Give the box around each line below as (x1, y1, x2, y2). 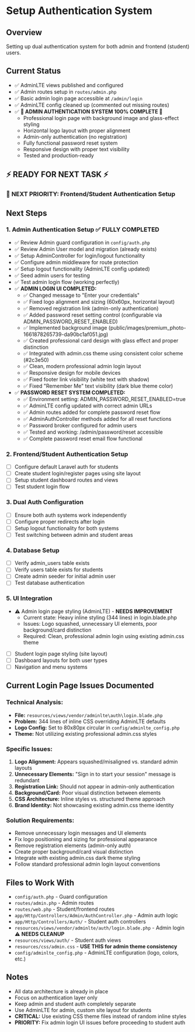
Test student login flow (14, 483, 70, 490)
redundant (14, 777, 40, 784)
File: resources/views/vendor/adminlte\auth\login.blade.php (14, 711, 163, 718)
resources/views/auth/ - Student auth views (14, 937, 121, 944)
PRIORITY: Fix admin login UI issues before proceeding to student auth (14, 1019, 186, 1026)
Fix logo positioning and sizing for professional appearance (14, 836, 158, 843)
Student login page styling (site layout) (14, 650, 108, 657)
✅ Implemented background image (23, 324, 107, 331)
